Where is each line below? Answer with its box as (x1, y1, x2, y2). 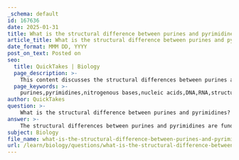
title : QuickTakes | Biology (14, 63, 100, 70)
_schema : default (7, 10, 59, 18)
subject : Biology (7, 129, 59, 136)
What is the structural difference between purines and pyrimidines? (20, 109, 231, 116)
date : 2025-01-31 (7, 23, 59, 30)
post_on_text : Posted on (7, 50, 81, 57)
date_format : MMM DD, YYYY (7, 43, 87, 50)
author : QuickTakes (7, 96, 65, 103)
